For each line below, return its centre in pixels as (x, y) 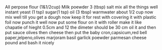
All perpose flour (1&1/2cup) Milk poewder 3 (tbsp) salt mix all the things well (81, 7)
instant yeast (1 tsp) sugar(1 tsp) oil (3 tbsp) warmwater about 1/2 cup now (79, 12)
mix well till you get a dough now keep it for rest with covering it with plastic (81, 17)
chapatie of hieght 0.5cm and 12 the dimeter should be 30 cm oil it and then (81, 27)
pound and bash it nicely (30, 43)
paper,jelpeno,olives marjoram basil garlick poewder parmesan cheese (76, 37)
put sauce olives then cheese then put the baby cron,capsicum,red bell (76, 32)
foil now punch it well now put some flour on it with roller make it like (73, 22)
